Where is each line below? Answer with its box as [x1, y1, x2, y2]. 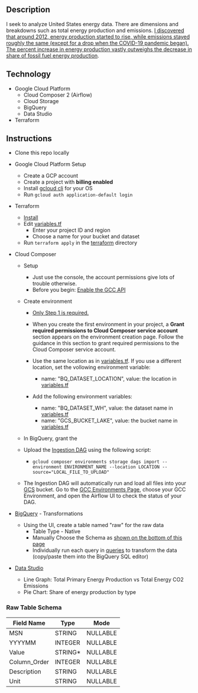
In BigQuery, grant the [23, 435, 78, 442]
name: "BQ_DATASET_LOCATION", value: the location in [41, 375, 177, 382]
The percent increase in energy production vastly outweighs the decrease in [6, 46, 192, 53]
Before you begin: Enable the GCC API [32, 286, 126, 293]
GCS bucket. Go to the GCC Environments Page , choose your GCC [23, 486, 186, 493]
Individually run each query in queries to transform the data [32, 547, 177, 554]
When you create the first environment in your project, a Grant [32, 321, 184, 328]
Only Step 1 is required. [32, 309, 89, 317]
